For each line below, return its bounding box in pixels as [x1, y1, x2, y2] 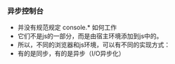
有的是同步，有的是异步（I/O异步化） [17, 49, 125, 58]
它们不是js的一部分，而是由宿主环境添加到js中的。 [17, 32, 163, 40]
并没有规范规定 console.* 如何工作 [17, 23, 117, 32]
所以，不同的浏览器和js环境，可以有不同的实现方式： [17, 40, 171, 49]
